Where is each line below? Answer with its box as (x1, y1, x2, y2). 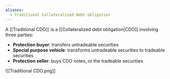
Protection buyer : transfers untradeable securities (12, 41, 119, 47)
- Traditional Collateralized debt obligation (10, 12, 110, 17)
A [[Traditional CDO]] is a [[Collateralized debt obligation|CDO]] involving (5, 26, 159, 32)
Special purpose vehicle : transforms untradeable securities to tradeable (12, 47, 165, 53)
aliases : (5, 7, 24, 13)
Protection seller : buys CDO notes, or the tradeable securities (12, 58, 144, 64)
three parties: (5, 32, 34, 38)
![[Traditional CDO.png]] (5, 67, 56, 74)
